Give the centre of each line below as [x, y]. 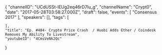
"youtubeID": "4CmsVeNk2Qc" [34, 39]
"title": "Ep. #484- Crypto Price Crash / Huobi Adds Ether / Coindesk [81, 30]
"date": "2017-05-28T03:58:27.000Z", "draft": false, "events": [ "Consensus [81, 12]
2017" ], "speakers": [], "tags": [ [37, 17]
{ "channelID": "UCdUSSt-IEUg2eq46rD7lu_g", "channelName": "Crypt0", [79, 7]
